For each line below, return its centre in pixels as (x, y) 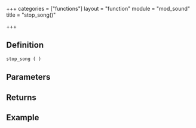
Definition (25, 45)
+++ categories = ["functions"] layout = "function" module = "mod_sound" (98, 9)
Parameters (28, 77)
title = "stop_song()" (31, 15)
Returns (22, 97)
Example (23, 118)
